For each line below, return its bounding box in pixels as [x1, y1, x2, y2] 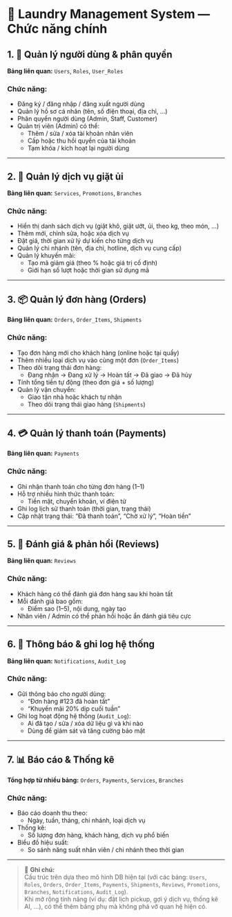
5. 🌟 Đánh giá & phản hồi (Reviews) [7, 538, 159, 550]
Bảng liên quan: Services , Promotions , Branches [7, 189, 142, 197]
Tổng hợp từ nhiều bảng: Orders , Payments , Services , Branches [7, 776, 184, 784]
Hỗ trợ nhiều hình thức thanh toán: [17, 490, 115, 498]
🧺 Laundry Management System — [7, 6, 211, 22]
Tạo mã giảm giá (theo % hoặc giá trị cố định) [27, 259, 157, 267]
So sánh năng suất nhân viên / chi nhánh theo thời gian [27, 845, 184, 854]
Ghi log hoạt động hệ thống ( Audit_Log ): [17, 711, 131, 720]
